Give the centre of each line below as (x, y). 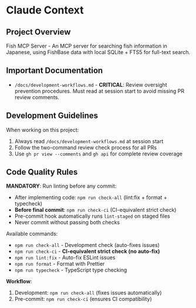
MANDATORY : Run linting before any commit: (61, 186)
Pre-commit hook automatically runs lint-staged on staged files (92, 216)
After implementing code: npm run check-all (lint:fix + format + (91, 198)
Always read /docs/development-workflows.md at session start (89, 141)
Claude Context (45, 10)
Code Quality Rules (42, 172)
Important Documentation (55, 71)
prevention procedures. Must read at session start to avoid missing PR (99, 91)
